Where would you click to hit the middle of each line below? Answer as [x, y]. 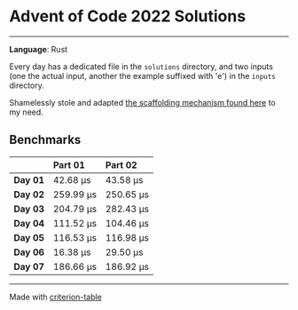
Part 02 [121, 164]
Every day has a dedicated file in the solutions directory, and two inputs [141, 66]
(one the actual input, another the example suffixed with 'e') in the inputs [143, 76]
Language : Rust [39, 49]
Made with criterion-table [55, 297]
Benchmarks [45, 140]
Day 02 [29, 195]
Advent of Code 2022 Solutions [128, 16]
